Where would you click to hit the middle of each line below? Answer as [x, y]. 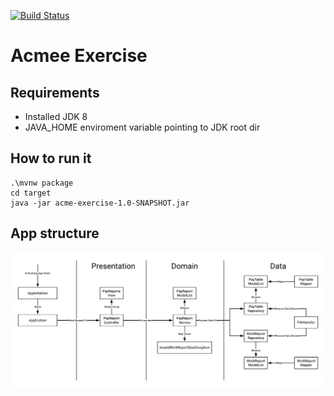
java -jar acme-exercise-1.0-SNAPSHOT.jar [100, 203]
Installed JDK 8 [56, 116]
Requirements [55, 92]
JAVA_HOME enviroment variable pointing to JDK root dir [142, 127]
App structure [55, 233]
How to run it [51, 158]
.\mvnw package [42, 183]
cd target [31, 193]
